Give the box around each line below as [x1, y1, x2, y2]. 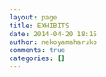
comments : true [9, 46, 66, 55]
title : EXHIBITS [9, 21, 69, 30]
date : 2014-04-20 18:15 [9, 29, 98, 38]
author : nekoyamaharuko [9, 37, 98, 47]
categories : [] [9, 54, 66, 63]
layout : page [9, 12, 58, 22]
